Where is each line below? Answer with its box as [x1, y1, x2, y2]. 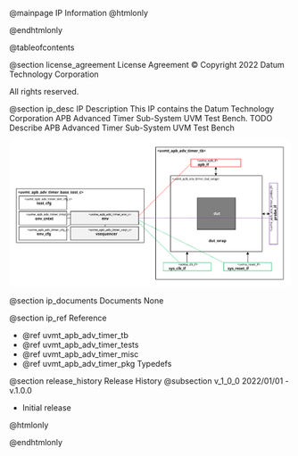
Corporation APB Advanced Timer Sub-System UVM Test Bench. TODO [9, 113, 273, 123]
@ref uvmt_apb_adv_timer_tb [21, 329, 129, 340]
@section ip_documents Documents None [9, 294, 164, 306]
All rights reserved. [9, 87, 79, 96]
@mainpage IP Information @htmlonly [9, 8, 149, 18]
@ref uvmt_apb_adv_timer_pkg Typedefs [21, 358, 172, 369]
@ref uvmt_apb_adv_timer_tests [21, 339, 139, 350]
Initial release [21, 402, 71, 413]
